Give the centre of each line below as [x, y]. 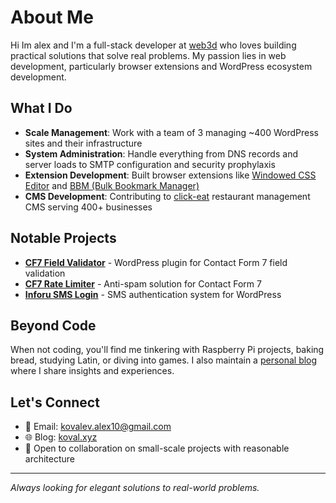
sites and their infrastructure [83, 143]
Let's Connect [55, 402]
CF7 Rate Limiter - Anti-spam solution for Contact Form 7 [143, 283]
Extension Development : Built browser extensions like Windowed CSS [170, 175]
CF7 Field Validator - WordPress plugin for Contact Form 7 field [156, 262]
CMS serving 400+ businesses [88, 207]
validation [45, 273]
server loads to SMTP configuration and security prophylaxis [150, 164]
